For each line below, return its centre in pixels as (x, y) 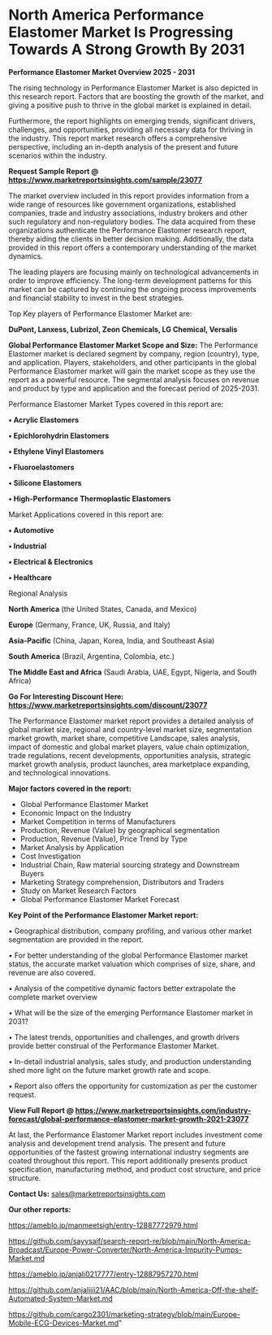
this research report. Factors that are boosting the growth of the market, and (136, 96)
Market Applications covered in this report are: (86, 514)
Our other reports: (40, 1209)
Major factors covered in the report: (70, 788)
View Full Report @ (41, 1110)
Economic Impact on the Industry (76, 813)
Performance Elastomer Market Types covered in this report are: (116, 404)
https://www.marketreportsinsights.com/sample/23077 (106, 180)
